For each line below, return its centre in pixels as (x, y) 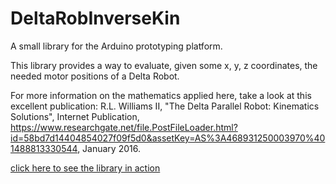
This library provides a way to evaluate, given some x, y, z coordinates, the (164, 65)
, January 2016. (109, 148)
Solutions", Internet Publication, (75, 116)
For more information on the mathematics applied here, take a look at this (161, 95)
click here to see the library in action (85, 168)
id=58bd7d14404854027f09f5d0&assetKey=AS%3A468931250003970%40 (168, 138)
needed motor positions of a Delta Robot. (95, 76)
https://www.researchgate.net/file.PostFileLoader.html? (124, 127)
